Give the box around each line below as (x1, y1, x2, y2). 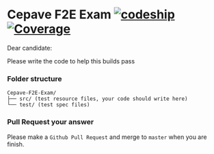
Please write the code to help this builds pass (7, 57, 135, 65)
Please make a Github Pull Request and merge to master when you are (7, 133, 207, 141)
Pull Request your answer (7, 117, 94, 127)
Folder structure (7, 74, 62, 83)
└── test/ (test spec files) (7, 102, 90, 108)
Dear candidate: (7, 44, 53, 52)
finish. (7, 140, 25, 148)
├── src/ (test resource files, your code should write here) (7, 95, 188, 102)
